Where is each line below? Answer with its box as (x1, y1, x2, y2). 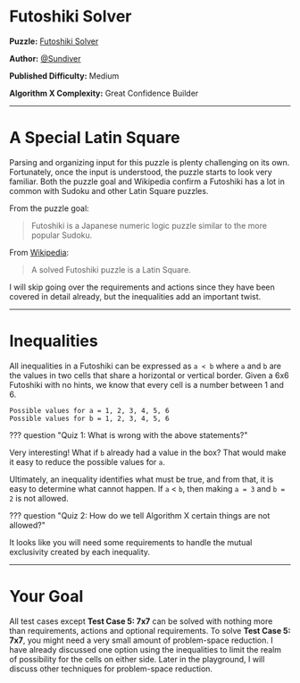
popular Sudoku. (30, 230, 93, 240)
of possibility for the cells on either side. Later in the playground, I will (9, 653, 265, 664)
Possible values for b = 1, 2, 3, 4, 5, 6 (9, 414, 170, 423)
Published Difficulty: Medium (9, 70, 120, 81)
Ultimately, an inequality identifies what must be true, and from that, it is (9, 474, 274, 485)
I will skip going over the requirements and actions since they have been (9, 282, 275, 292)
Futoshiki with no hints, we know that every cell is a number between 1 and (9, 379, 284, 390)
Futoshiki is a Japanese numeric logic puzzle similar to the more (30, 220, 268, 231)
